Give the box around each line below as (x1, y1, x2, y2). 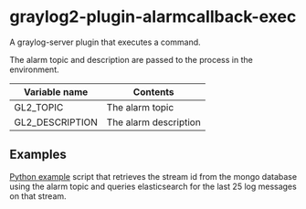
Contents (132, 85, 175, 98)
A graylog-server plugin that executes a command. (9, 37, 201, 47)
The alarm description (106, 116, 201, 129)
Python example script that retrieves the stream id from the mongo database (9, 171, 298, 182)
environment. (9, 64, 59, 75)
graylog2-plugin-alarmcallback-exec (9, 6, 297, 27)
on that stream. (9, 190, 67, 202)
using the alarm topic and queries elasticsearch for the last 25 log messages (9, 181, 297, 192)
